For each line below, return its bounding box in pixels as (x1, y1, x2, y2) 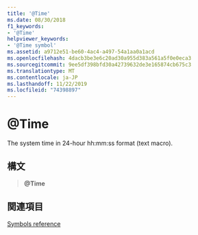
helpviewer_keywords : (7, 36, 69, 43)
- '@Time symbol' (7, 42, 57, 49)
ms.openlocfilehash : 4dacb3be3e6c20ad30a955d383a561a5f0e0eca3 (7, 55, 192, 62)
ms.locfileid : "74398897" (7, 87, 81, 93)
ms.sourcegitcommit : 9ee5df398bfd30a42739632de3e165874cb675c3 (7, 61, 192, 68)
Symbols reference (7, 219, 61, 227)
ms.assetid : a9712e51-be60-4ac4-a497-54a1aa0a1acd (7, 49, 155, 56)
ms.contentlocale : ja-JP (7, 74, 78, 81)
